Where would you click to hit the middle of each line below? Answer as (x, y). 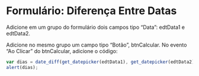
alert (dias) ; (22, 67)
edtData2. (18, 33)
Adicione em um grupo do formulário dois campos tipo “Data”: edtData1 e (96, 27)
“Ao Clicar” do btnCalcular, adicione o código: (62, 51)
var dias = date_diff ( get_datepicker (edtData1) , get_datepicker (87, 62)
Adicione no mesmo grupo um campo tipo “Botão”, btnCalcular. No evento (97, 45)
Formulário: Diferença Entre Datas (92, 11)
